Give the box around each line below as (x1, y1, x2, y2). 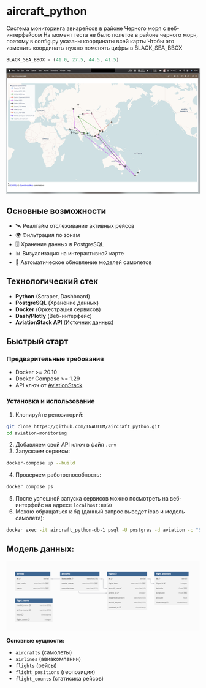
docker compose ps (6, 484, 53, 490)
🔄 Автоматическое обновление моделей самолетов (15, 259, 152, 266)
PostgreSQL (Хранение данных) (15, 299, 99, 306)
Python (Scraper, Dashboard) (15, 292, 91, 300)
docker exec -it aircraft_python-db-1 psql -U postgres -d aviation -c (6, 527, 193, 534)
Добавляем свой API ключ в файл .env (15, 441, 116, 448)
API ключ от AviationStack (15, 382, 83, 389)
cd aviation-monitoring (6, 430, 67, 436)
